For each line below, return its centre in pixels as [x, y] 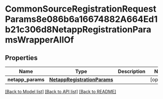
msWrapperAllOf [40, 40]
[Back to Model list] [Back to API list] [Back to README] [61, 91]
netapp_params [26, 80]
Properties [21, 58]
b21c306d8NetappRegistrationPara [78, 30]
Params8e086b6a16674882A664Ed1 [81, 19]
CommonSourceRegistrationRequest [81, 9]
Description [132, 71]
